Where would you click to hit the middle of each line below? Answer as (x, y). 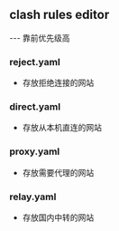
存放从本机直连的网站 (62, 128)
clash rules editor (59, 15)
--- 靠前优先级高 (40, 38)
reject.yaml (35, 62)
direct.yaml (35, 107)
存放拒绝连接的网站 (58, 83)
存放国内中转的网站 (58, 217)
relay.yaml (33, 197)
